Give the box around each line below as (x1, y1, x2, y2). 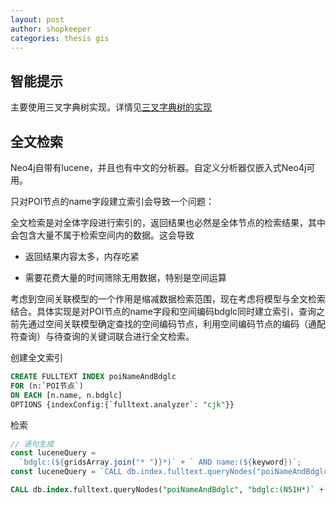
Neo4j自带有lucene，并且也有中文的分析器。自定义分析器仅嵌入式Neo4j (10, 162, 307, 173)
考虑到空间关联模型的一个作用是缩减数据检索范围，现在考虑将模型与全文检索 (10, 293, 326, 305)
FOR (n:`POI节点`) (10, 381, 84, 391)
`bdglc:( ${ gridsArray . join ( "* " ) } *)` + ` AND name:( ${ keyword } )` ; (19, 457, 302, 468)
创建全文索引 (10, 352, 63, 363)
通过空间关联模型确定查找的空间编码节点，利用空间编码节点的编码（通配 (27, 318, 326, 330)
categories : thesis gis (10, 33, 110, 43)
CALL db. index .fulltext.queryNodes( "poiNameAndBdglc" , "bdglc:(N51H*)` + (10, 485, 325, 495)
